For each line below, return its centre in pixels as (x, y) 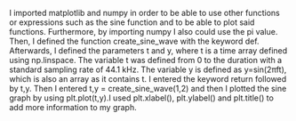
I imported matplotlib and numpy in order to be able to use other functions (144, 13)
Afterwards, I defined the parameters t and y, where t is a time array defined (148, 51)
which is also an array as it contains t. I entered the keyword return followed (148, 79)
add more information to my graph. (73, 107)
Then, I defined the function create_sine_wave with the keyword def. (134, 41)
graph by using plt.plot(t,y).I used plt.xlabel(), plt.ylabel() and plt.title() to (141, 98)
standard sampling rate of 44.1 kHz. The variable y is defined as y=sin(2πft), (148, 69)
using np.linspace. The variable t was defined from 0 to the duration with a (146, 60)
